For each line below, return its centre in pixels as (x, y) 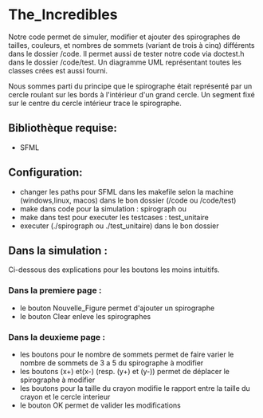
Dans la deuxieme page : (57, 337)
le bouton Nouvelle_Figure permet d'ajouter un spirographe (117, 308)
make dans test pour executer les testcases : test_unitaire (114, 217)
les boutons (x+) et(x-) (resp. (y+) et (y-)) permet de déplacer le (124, 371)
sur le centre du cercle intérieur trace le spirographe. (95, 103)
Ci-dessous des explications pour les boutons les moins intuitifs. (114, 270)
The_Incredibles (63, 15)
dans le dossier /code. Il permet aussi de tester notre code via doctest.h (126, 53)
